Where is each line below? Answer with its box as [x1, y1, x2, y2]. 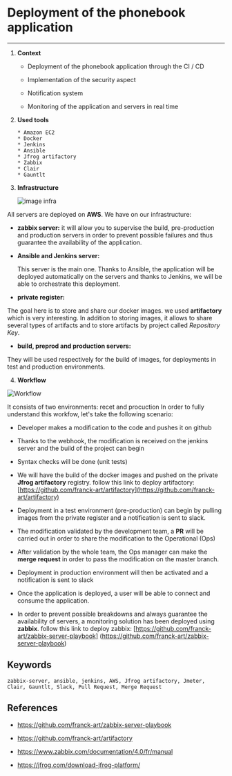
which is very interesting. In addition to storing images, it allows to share [7, 313, 213, 322]
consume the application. [17, 596, 90, 605]
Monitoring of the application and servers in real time [27, 102, 179, 110]
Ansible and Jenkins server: [17, 251, 100, 260]
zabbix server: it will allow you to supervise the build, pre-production [17, 223, 215, 232]
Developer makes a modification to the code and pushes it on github [17, 423, 212, 431]
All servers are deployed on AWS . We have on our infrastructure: [7, 210, 192, 218]
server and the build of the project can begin [17, 444, 145, 452]
